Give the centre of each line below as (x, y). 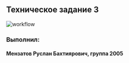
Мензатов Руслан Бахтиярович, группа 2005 (65, 53)
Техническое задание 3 (53, 10)
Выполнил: (23, 39)
